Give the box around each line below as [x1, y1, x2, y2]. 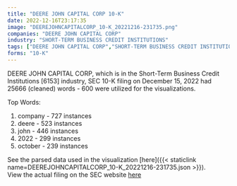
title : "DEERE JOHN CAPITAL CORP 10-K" [7, 10, 125, 18]
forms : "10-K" [7, 50, 49, 57]
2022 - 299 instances [17, 134, 81, 142]
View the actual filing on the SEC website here [7, 170, 142, 179]
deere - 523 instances [17, 119, 83, 127]
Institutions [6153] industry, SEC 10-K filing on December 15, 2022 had [7, 76, 212, 85]
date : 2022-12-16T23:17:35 [7, 17, 87, 24]
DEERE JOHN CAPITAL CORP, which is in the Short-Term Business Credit [7, 69, 220, 78]
